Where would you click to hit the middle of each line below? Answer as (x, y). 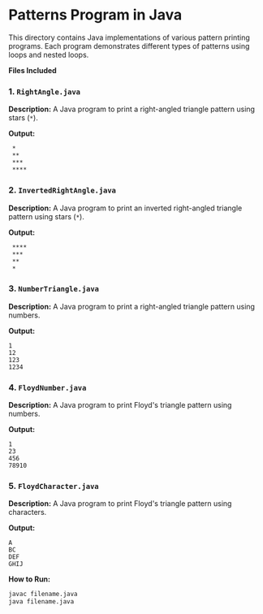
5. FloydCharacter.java (54, 486)
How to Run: (30, 579)
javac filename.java (43, 595)
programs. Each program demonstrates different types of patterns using (129, 45)
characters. (28, 512)
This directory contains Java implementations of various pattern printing (129, 37)
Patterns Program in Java (95, 15)
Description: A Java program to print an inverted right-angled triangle (125, 208)
